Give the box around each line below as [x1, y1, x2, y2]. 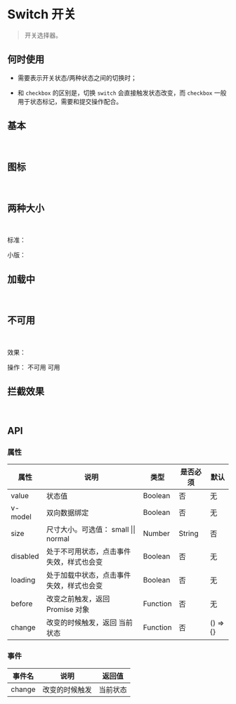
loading [11, 575, 36, 585]
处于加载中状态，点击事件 [46, 571, 131, 580]
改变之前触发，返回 [46, 594, 110, 604]
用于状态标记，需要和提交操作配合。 [17, 97, 123, 105]
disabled [11, 552, 39, 561]
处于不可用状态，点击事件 [46, 547, 131, 556]
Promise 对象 [46, 605, 90, 615]
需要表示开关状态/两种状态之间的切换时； [17, 73, 137, 82]
